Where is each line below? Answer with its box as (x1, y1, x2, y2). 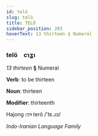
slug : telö (6, 14, 33, 20)
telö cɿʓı (6, 51, 36, 59)
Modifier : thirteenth (6, 99, 55, 107)
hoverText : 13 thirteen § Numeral (6, 31, 93, 37)
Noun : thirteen (6, 87, 42, 95)
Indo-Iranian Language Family (6, 123, 81, 130)
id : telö (6, 8, 28, 15)
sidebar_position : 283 (6, 25, 63, 32)
